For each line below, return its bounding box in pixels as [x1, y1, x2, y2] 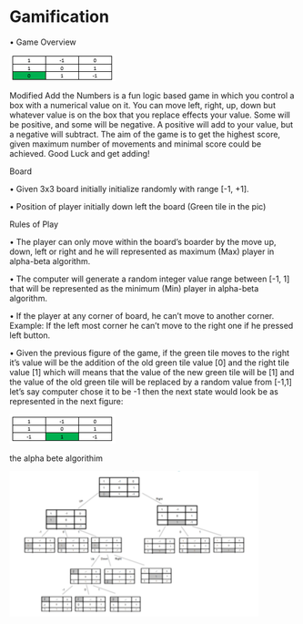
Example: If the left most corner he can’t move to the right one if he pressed [9, 320, 294, 331]
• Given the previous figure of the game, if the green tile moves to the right [9, 347, 289, 358]
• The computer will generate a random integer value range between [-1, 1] [9, 273, 290, 284]
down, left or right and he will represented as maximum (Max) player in [9, 246, 275, 257]
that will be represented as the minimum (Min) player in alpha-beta [9, 282, 259, 293]
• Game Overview [9, 36, 77, 47]
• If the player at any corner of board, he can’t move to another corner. [9, 310, 275, 321]
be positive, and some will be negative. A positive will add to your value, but [9, 118, 294, 129]
